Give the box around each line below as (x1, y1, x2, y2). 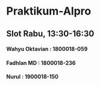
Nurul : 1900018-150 (6, 73, 59, 80)
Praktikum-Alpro (6, 4, 92, 18)
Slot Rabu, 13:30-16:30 (6, 29, 95, 39)
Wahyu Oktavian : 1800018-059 (6, 46, 88, 53)
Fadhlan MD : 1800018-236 (6, 59, 76, 66)
